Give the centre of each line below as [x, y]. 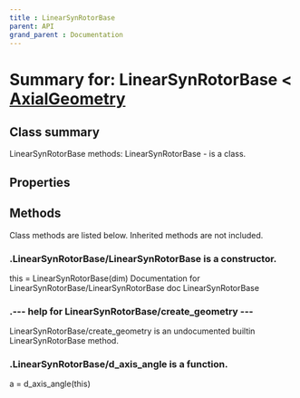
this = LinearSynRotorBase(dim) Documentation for [105, 278]
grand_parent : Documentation [67, 34]
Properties [40, 182]
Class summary [54, 132]
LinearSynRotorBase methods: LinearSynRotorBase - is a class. [128, 154]
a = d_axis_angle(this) [50, 384]
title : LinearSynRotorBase [63, 18]
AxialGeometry [68, 98]
